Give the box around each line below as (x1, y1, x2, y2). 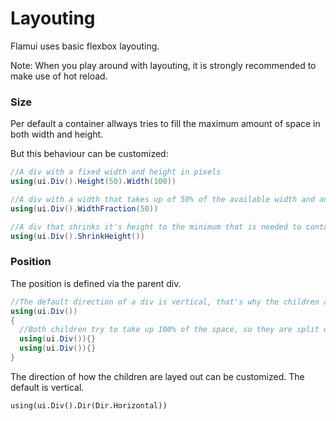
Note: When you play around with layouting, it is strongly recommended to (10, 59, 317, 71)
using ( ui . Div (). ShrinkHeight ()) (10, 231, 145, 241)
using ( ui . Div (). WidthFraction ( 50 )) (10, 203, 159, 214)
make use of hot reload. (10, 70, 108, 82)
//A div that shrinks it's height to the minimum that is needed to (10, 222, 302, 232)
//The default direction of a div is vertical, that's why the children (10, 297, 320, 307)
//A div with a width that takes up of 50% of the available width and (10, 194, 315, 204)
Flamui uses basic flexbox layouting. (10, 40, 160, 52)
